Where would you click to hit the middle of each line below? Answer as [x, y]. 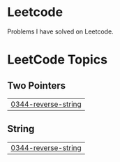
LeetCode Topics [58, 60]
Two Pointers [37, 86]
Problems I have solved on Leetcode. [60, 31]
